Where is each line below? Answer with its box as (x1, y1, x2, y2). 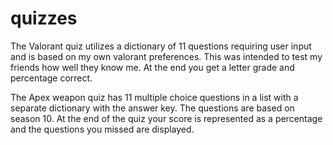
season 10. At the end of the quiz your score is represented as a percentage (10, 112, 323, 124)
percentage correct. (10, 72, 93, 84)
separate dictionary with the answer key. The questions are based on (10, 102, 295, 114)
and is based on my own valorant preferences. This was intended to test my (10, 50, 323, 62)
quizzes (10, 7, 78, 30)
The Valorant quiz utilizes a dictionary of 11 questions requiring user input (10, 40, 312, 52)
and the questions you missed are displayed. (10, 123, 195, 135)
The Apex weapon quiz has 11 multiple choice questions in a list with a (10, 91, 299, 103)
